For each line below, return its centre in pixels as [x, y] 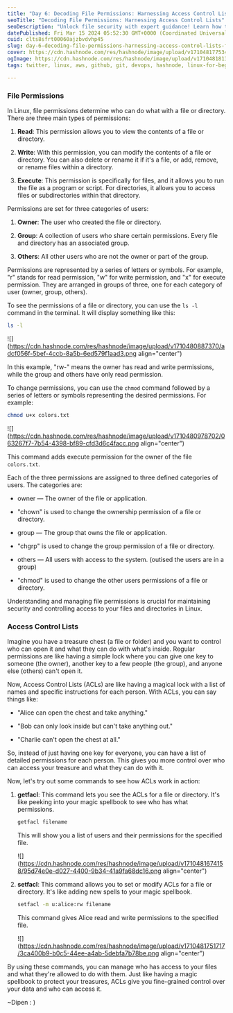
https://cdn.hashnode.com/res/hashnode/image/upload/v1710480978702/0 [117, 436]
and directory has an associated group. [73, 243]
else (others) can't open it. [45, 671]
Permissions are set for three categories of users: [78, 208]
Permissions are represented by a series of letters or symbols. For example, [115, 270]
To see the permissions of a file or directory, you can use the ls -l [103, 305]
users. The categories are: [45, 485]
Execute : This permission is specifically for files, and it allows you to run [120, 180]
